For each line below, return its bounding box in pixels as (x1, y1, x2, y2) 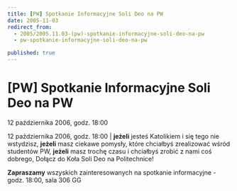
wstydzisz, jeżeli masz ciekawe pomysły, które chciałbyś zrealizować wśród (7, 139, 231, 148)
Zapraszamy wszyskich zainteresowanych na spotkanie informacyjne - (7, 168, 216, 177)
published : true (7, 50, 55, 57)
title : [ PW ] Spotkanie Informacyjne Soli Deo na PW (7, 10, 163, 18)
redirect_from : (7, 23, 53, 30)
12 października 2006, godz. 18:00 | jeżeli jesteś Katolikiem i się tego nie (7, 132, 220, 140)
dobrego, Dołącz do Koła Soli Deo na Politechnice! (7, 154, 154, 163)
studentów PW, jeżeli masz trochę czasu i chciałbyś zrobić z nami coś (7, 146, 212, 156)
